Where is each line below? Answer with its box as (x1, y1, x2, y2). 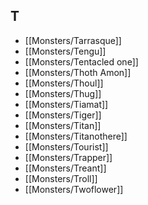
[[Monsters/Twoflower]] (24, 183, 124, 195)
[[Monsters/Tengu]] (24, 45, 107, 57)
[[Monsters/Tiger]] (24, 109, 102, 121)
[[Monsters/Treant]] (24, 162, 107, 174)
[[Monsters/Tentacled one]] (24, 55, 139, 68)
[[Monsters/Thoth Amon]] (24, 66, 132, 78)
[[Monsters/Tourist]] (24, 140, 109, 153)
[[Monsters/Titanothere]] (24, 130, 128, 142)
